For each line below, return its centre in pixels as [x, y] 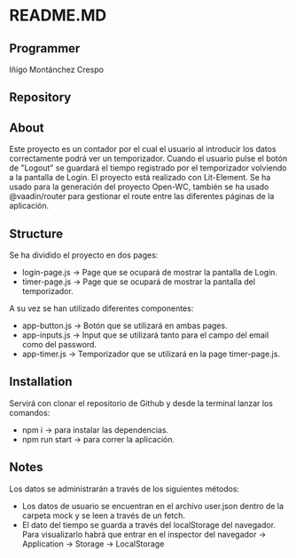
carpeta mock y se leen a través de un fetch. [104, 515]
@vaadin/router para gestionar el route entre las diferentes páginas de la [142, 196]
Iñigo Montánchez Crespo [57, 69]
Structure [36, 233]
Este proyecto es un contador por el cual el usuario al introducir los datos [143, 149]
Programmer [45, 48]
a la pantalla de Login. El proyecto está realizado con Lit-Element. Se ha [140, 178]
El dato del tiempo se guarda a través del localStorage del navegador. [149, 524]
